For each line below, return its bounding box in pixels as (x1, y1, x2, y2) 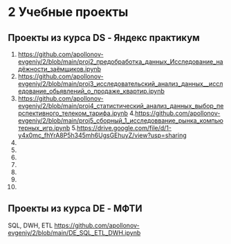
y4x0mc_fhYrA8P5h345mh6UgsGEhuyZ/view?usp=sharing (17, 131, 187, 139)
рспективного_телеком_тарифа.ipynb (17, 109, 129, 117)
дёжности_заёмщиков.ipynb (17, 65, 102, 73)
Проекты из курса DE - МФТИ (8, 202, 142, 215)
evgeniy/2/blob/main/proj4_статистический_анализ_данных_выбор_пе (17, 102, 224, 110)
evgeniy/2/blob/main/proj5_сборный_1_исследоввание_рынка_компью (17, 116, 224, 125)
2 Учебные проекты (8, 4, 129, 20)
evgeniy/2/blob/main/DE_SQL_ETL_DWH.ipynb (8, 228, 141, 236)
